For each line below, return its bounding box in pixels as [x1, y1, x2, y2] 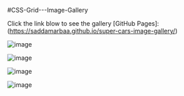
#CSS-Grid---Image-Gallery [7, 6, 89, 14]
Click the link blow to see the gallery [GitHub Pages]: [7, 19, 160, 27]
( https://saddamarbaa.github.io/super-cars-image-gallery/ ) [7, 27, 178, 35]
